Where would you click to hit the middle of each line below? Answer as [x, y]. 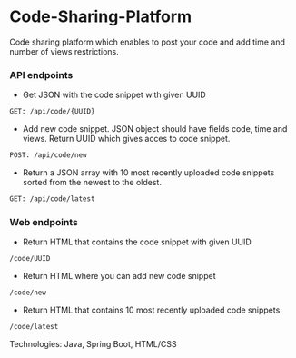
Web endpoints [44, 222]
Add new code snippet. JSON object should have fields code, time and [155, 129]
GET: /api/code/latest [52, 199]
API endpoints [41, 75]
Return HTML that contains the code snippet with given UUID [137, 242]
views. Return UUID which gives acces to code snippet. [126, 139]
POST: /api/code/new [49, 155]
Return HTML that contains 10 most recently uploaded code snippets [151, 310]
